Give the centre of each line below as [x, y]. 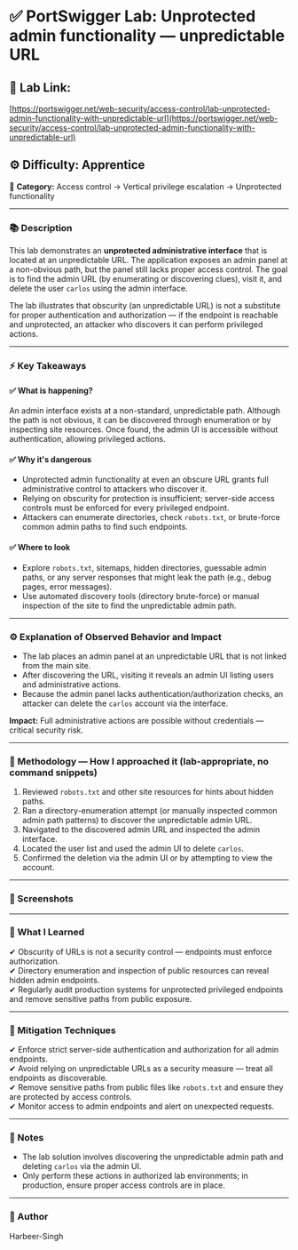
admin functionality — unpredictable [147, 36]
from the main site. [56, 665]
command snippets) [53, 773]
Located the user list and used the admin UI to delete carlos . [133, 849]
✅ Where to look [40, 548]
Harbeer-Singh [36, 1236]
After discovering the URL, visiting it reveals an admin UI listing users [148, 675]
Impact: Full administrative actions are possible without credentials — [137, 720]
